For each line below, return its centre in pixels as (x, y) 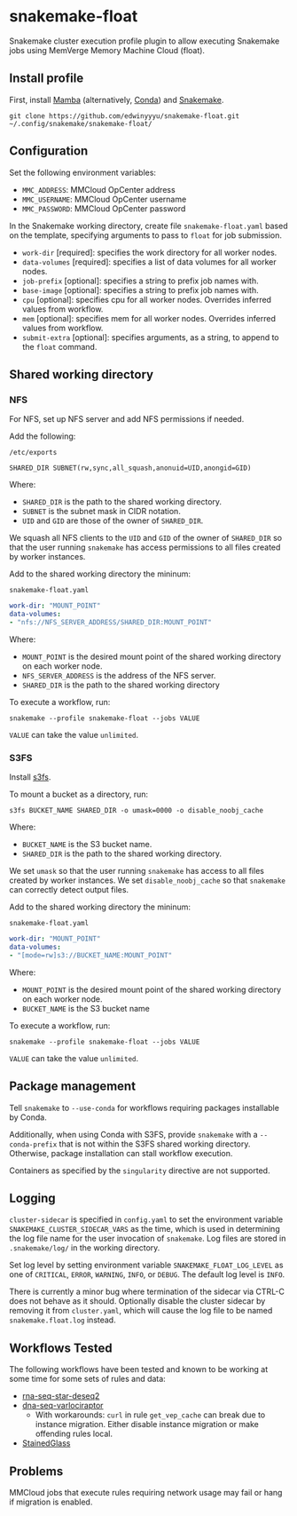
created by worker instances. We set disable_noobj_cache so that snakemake (148, 880)
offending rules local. (74, 1434)
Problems (36, 1471)
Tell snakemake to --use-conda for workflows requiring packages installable (144, 1107)
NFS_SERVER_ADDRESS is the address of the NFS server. (119, 675)
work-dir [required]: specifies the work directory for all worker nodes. (149, 252)
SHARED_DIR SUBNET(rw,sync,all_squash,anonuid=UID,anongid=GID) (130, 468)
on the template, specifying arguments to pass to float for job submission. (145, 235)
